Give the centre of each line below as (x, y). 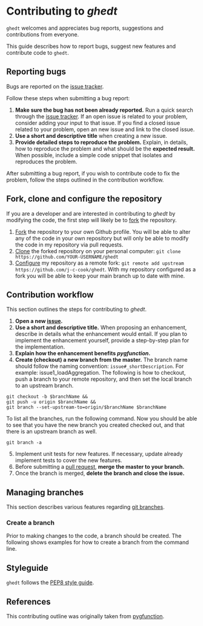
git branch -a (24, 443)
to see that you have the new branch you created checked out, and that (95, 425)
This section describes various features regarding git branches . (85, 507)
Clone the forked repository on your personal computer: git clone (98, 251)
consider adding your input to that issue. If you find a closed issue (98, 123)
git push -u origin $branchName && (51, 402)
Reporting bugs (36, 72)
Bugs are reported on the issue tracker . (55, 86)
